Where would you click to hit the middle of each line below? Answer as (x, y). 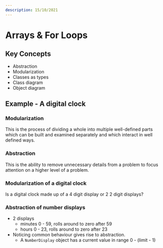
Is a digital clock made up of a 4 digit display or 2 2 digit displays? (74, 194)
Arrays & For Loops (47, 35)
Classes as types (31, 77)
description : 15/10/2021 (32, 10)
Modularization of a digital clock (46, 183)
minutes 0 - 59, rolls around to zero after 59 (66, 224)
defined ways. (20, 140)
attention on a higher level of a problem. (47, 170)
